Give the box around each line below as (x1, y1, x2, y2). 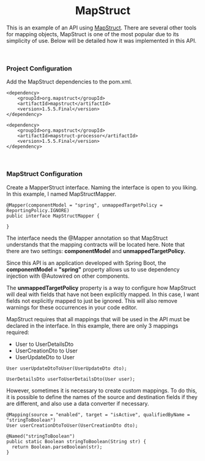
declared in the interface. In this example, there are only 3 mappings (6, 322, 179, 329)
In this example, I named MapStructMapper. (6, 190, 117, 197)
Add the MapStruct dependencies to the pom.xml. (6, 78, 133, 86)
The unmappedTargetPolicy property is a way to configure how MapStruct (6, 284, 196, 291)
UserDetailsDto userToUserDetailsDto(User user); (6, 376, 136, 382)
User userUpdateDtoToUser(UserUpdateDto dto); (6, 365, 127, 371)
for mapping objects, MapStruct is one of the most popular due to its (6, 30, 179, 37)
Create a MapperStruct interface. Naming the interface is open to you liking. (6, 183, 198, 191)
